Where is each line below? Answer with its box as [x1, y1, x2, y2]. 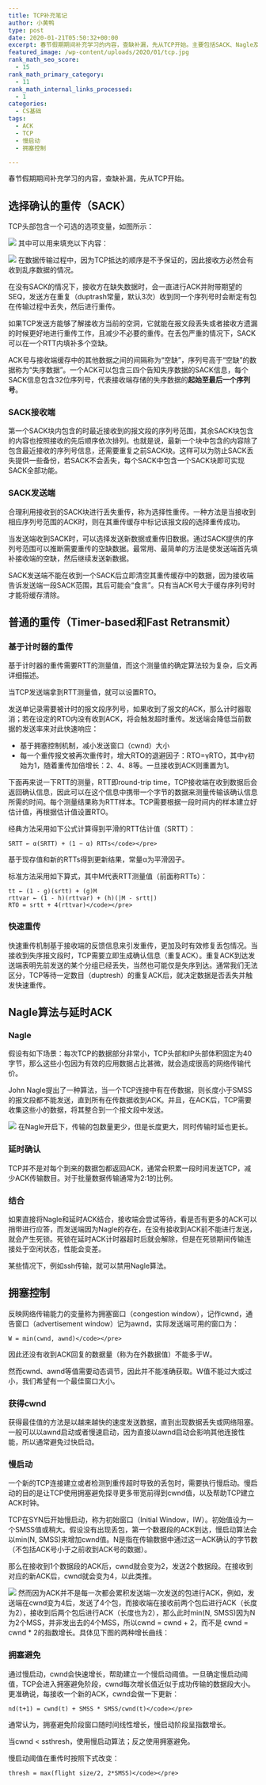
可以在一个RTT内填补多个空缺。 [8, 338, 112, 348]
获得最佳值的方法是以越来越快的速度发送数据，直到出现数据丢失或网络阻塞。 [8, 1418, 258, 1427]
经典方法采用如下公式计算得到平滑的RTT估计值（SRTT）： [8, 824, 196, 834]
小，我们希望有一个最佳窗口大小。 [8, 1376, 120, 1386]
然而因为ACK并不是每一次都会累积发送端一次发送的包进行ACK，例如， [17, 1589, 248, 1598]
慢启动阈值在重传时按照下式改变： [8, 1753, 120, 1763]
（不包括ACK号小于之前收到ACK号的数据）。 [8, 1545, 152, 1555]
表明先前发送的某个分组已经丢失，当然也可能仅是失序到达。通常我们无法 [21, 960, 258, 970]
